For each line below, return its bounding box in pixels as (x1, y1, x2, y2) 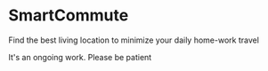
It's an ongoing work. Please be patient (8, 51, 152, 62)
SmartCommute (8, 5, 129, 26)
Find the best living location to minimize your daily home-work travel (8, 35, 260, 45)
